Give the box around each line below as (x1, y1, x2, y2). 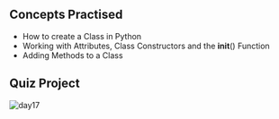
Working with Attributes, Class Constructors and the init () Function (22, 40, 270, 51)
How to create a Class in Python (22, 30, 142, 41)
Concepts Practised (9, 7, 123, 22)
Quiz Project (9, 76, 80, 91)
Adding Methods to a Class (22, 49, 123, 61)
